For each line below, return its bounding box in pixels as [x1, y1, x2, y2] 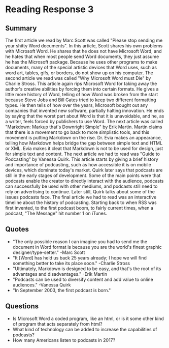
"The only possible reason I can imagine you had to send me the [12, 238, 148, 245]
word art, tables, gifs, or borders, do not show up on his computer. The [5, 70, 153, 76]
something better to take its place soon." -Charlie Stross [12, 260, 130, 266]
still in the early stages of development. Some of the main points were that [5, 172, 161, 179]
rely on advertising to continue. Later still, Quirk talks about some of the [5, 189, 155, 194]
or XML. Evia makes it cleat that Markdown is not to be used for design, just [5, 146, 163, 151]
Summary [5, 24, 37, 33]
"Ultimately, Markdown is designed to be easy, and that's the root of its [12, 266, 161, 272]
